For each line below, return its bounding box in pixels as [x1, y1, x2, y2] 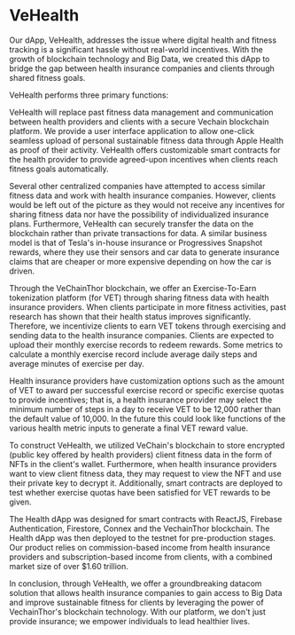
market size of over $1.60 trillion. [9, 560, 128, 571]
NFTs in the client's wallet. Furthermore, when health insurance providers [9, 458, 277, 469]
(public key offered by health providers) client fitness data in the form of [9, 449, 273, 460]
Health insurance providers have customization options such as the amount [9, 375, 285, 386]
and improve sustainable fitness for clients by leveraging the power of [9, 597, 264, 607]
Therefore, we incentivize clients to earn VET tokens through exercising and [9, 321, 286, 331]
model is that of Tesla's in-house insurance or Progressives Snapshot [9, 237, 263, 248]
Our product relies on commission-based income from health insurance [9, 542, 270, 552]
